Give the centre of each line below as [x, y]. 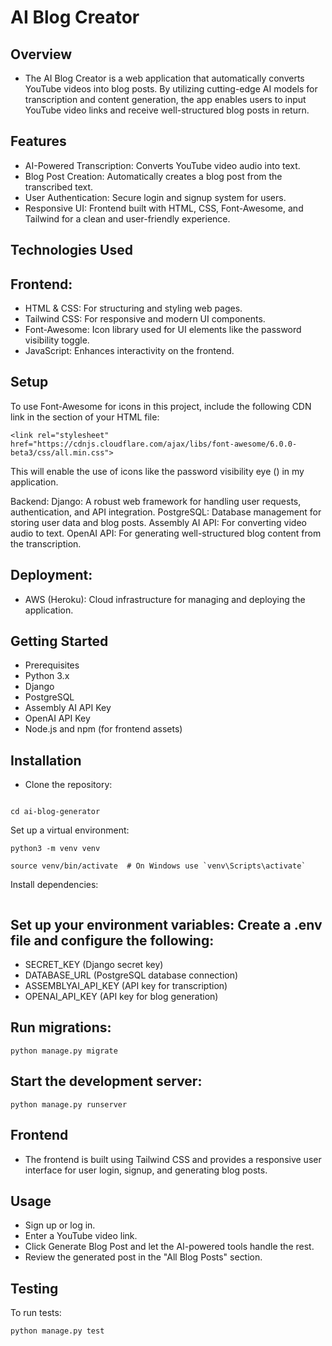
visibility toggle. [57, 340]
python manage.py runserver [69, 1104]
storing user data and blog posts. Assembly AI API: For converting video [158, 522]
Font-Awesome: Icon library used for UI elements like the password [163, 330]
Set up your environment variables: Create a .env [166, 924]
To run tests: [36, 1313]
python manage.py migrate [64, 1051]
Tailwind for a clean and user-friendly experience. [127, 218]
